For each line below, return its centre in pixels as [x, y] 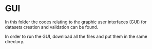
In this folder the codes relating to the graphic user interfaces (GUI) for [76, 22]
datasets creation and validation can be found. [52, 27]
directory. [15, 41]
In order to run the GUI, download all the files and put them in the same [76, 36]
